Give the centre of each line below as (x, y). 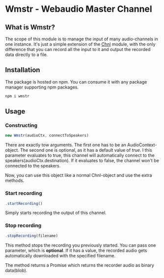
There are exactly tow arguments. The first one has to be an (66, 145)
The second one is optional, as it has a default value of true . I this (86, 150)
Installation (23, 70)
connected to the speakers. (33, 166)
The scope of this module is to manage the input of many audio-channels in (82, 39)
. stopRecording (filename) (31, 236)
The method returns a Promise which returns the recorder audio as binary (80, 265)
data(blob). (16, 270)
